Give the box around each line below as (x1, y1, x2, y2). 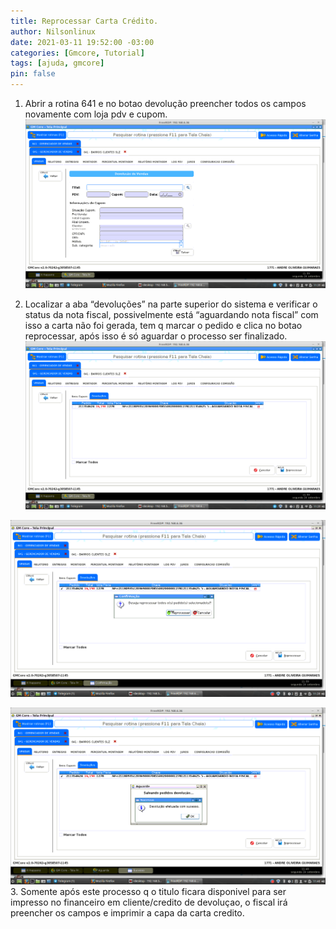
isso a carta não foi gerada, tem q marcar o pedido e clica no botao (24, 319, 303, 331)
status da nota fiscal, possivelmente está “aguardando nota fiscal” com (24, 308, 319, 320)
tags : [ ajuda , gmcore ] (10, 58, 105, 69)
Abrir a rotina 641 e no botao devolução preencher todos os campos (24, 98, 307, 109)
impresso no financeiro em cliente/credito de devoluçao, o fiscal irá (10, 896, 288, 909)
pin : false (10, 69, 56, 79)
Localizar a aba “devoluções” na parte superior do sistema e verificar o (24, 298, 318, 310)
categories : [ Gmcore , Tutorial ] (10, 48, 145, 58)
